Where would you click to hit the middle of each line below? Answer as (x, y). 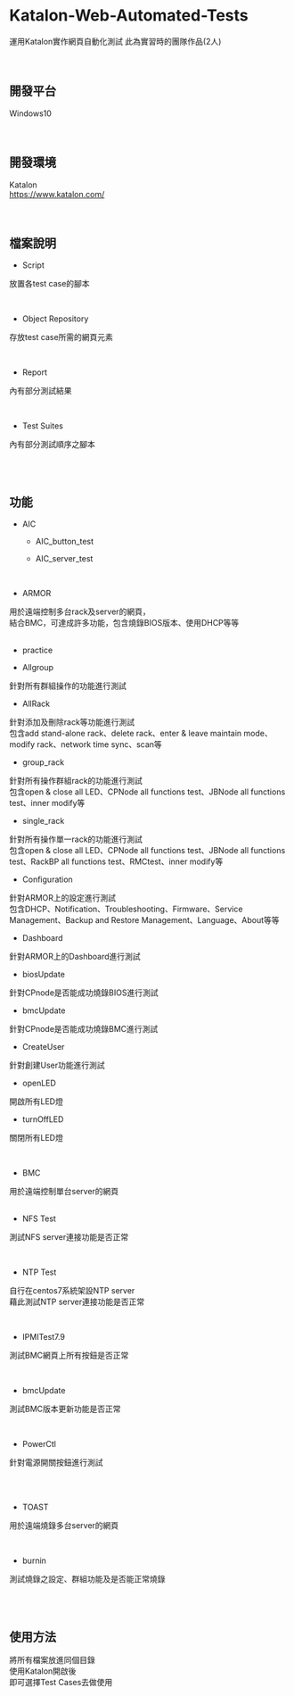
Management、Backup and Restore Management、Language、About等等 (144, 920)
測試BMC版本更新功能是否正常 (65, 1409)
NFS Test (39, 1218)
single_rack (43, 821)
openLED (39, 1083)
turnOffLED (43, 1119)
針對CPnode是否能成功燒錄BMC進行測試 (84, 1029)
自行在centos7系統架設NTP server (72, 1291)
